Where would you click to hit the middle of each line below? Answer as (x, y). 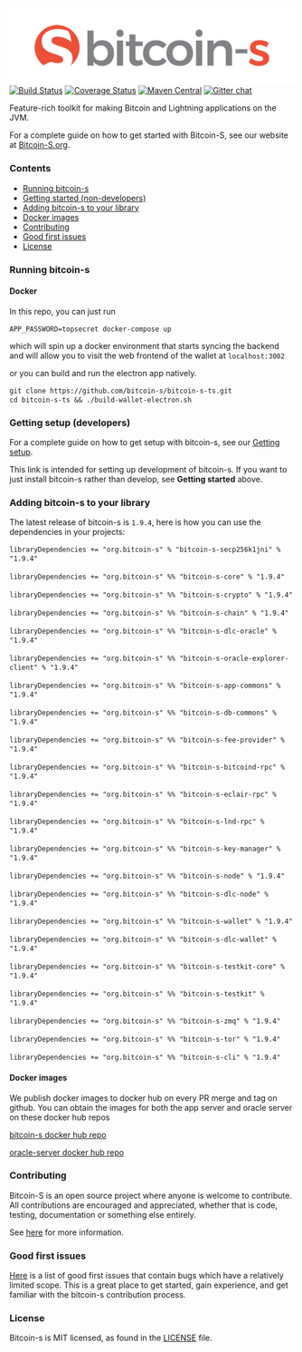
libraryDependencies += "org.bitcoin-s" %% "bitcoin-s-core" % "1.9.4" (147, 577)
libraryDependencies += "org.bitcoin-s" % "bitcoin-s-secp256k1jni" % (145, 550)
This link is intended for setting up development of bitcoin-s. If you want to (148, 470)
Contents (30, 169)
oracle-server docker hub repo (67, 1152)
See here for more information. (67, 1232)
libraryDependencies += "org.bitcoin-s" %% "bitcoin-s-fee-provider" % (147, 740)
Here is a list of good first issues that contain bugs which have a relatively (147, 1276)
